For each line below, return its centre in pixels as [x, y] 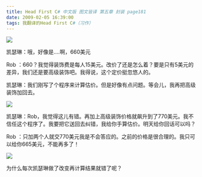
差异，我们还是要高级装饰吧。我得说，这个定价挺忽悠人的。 [80, 72]
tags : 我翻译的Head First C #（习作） [50, 23]
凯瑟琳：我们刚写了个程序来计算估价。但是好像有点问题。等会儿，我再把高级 [101, 85]
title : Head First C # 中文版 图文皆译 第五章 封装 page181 [76, 12]
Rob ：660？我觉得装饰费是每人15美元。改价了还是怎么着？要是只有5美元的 [100, 65]
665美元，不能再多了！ [50, 144]
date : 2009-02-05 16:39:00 [40, 17]
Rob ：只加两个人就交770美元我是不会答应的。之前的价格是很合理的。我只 [98, 137]
